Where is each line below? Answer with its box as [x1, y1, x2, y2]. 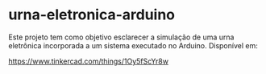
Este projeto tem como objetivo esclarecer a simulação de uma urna [8, 32, 235, 42]
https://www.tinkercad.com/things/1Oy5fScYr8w [8, 56, 169, 66]
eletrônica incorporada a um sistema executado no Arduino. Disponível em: [8, 40, 258, 50]
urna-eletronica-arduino [8, 6, 176, 24]
